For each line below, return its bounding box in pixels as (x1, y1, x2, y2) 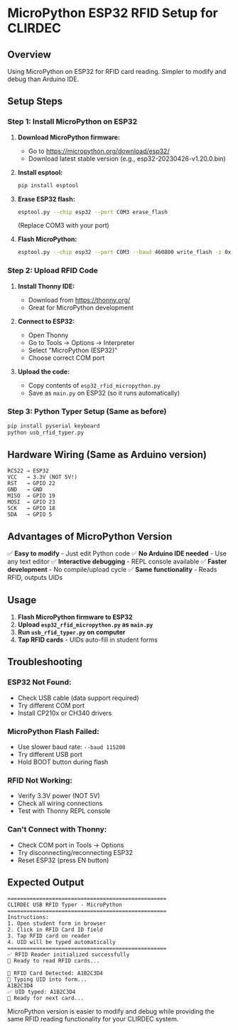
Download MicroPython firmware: (17, 133, 121, 142)
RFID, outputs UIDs (7, 573, 63, 582)
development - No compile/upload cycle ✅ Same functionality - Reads (7, 566, 217, 574)
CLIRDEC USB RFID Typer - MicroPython (7, 901, 122, 908)
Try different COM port (17, 701, 85, 709)
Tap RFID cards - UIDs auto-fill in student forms (17, 635, 158, 644)
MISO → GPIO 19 (7, 492, 55, 499)
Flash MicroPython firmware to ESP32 (17, 613, 133, 622)
